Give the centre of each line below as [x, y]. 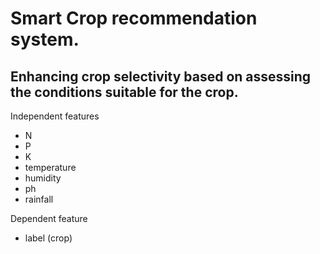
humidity [43, 178]
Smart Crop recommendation [134, 18]
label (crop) [48, 238]
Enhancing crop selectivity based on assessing [161, 76]
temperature [50, 167]
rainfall [39, 199]
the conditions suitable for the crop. [124, 92]
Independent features [55, 116]
